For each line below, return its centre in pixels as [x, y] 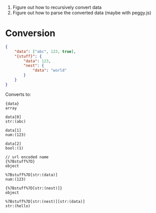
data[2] [13, 144]
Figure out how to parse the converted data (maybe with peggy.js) [82, 13]
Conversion [30, 33]
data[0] [13, 117]
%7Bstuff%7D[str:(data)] [32, 175]
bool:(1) [14, 148]
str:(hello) [18, 206]
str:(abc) [16, 121]
